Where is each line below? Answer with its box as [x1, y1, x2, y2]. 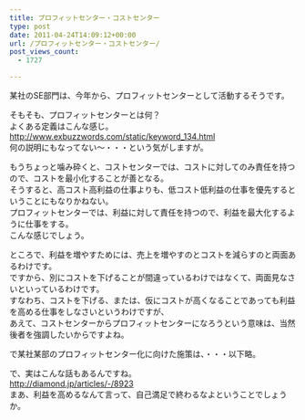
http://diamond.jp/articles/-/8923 [9, 378, 134, 389]
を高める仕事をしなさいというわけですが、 [9, 307, 169, 317]
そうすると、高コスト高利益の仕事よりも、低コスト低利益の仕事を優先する [9, 184, 289, 194]
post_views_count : [9, 47, 79, 57]
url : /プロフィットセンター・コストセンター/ [9, 38, 160, 48]
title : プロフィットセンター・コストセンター [9, 13, 160, 23]
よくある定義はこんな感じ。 [9, 121, 114, 131]
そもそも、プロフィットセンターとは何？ [9, 110, 161, 120]
